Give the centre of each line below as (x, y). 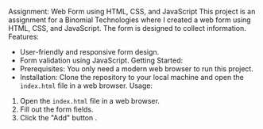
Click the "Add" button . (58, 118)
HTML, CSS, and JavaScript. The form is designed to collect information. (127, 28)
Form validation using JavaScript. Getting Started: (101, 60)
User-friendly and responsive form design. (89, 52)
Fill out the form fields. (56, 109)
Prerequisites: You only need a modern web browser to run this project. (137, 69)
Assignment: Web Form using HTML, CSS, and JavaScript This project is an (132, 11)
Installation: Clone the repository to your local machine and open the (131, 77)
